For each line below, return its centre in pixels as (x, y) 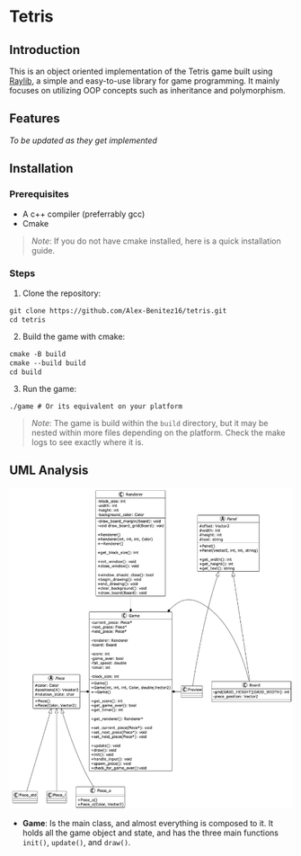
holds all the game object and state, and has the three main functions (150, 833)
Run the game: (49, 388)
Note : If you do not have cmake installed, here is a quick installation (156, 241)
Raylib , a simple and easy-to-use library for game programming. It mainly (145, 81)
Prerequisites (39, 194)
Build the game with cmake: (74, 336)
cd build (26, 372)
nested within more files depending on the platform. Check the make (158, 432)
